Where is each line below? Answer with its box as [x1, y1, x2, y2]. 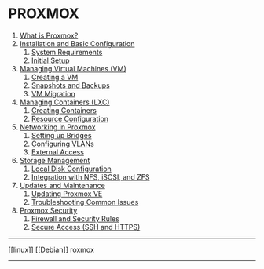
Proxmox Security [19, 205, 78, 215]
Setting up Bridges [31, 130, 92, 140]
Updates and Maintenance [19, 180, 106, 190]
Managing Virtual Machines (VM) [19, 64, 127, 73]
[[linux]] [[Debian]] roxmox [8, 245, 94, 254]
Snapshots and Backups [31, 80, 110, 90]
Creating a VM [31, 72, 79, 82]
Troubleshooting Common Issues [31, 197, 139, 206]
